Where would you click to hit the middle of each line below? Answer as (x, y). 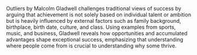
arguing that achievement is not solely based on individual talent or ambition (99, 15)
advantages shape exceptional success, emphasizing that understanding (95, 39)
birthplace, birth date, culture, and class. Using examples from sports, (91, 27)
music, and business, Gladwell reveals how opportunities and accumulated (97, 33)
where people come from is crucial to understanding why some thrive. (91, 46)
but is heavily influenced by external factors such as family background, (94, 21)
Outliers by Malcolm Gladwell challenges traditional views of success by (94, 8)
